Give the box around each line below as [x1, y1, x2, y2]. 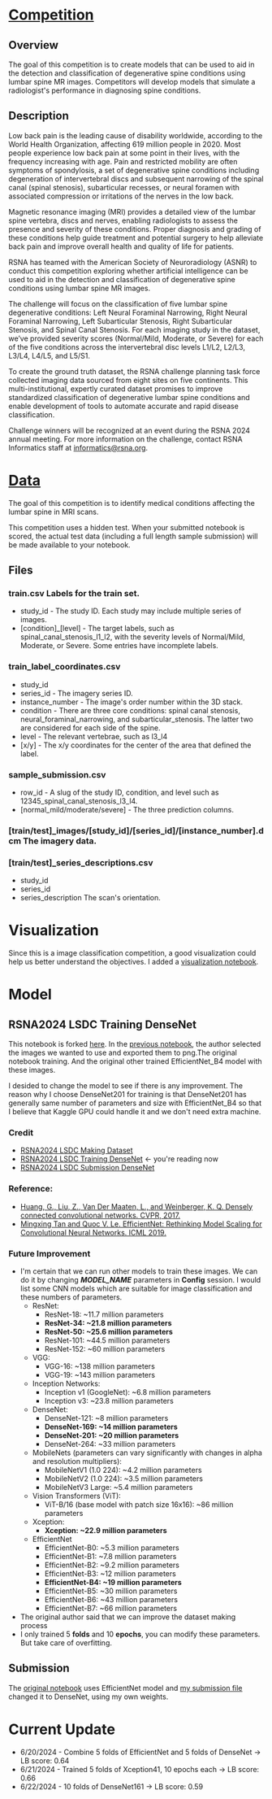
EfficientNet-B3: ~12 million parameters [44, 1569, 176, 1579]
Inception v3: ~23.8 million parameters [44, 1396, 175, 1406]
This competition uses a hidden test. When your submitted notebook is [8, 522, 245, 532]
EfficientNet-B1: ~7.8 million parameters [44, 1552, 177, 1562]
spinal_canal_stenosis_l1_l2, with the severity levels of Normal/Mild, [19, 632, 245, 642]
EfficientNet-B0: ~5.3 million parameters [44, 1543, 180, 1553]
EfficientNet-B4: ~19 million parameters [44, 1578, 183, 1588]
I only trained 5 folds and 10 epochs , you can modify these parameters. [19, 1629, 261, 1640]
